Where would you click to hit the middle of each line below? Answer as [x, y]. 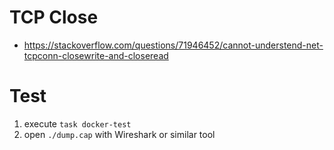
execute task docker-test [77, 123]
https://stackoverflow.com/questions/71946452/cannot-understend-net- [173, 45]
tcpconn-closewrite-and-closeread [96, 55]
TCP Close [54, 17]
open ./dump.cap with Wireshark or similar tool [119, 134]
